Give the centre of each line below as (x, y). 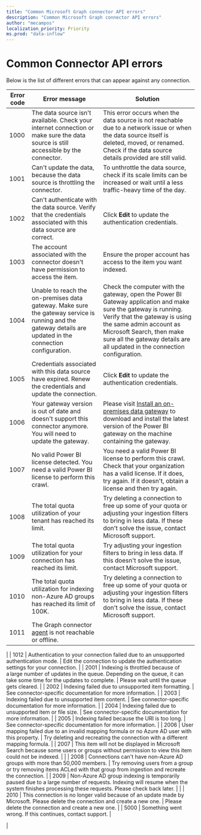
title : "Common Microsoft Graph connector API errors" (76, 12)
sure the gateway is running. (143, 310)
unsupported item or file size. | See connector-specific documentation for (97, 712)
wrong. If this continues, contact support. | (59, 814)
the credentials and (59, 386)
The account (50, 247)
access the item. (55, 277)
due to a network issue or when (147, 128)
